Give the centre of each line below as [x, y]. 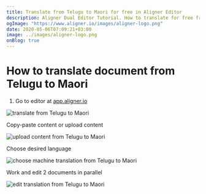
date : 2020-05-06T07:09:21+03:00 [49, 29]
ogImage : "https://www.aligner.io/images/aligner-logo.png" [85, 23]
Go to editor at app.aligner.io [51, 101]
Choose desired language [39, 149]
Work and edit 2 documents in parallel [54, 172]
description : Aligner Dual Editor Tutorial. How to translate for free [100, 18]
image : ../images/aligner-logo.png [52, 35]
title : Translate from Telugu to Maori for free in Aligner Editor [94, 12]
